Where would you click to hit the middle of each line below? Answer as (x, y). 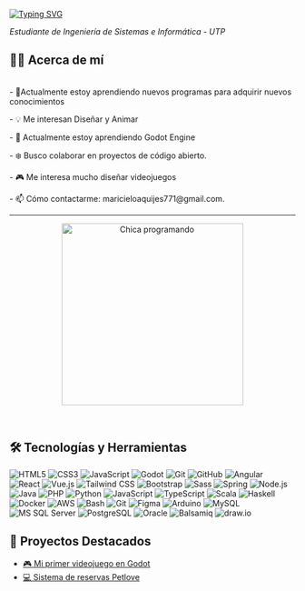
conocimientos (37, 101)
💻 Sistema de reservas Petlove (81, 577)
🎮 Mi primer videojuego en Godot (86, 564)
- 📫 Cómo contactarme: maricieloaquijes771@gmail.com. (117, 198)
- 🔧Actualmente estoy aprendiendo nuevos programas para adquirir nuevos (151, 92)
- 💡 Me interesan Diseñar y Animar (74, 119)
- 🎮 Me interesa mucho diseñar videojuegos (93, 176)
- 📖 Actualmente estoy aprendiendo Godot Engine (103, 137)
